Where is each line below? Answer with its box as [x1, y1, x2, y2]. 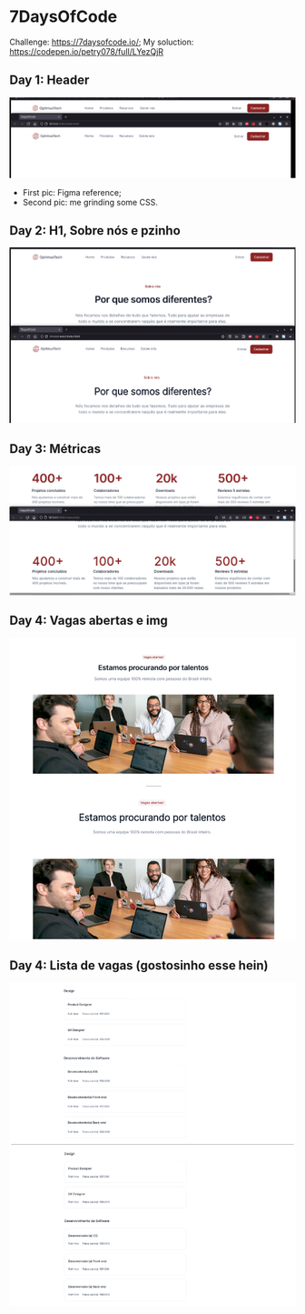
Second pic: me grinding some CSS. [22, 196, 159, 207]
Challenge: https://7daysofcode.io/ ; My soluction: [9, 36, 194, 47]
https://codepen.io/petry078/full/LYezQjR [9, 45, 164, 56]
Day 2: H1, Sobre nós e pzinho [9, 223, 182, 238]
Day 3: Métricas [9, 441, 102, 456]
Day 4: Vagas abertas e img [9, 613, 168, 628]
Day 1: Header [9, 73, 90, 88]
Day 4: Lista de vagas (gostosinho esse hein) [9, 958, 269, 973]
